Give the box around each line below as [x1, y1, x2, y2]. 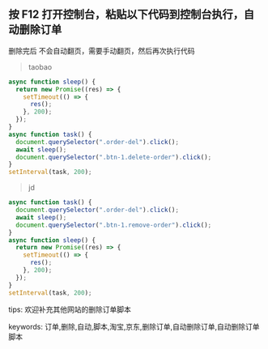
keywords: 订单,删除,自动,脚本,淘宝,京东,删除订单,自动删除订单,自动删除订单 [8, 321, 260, 331]
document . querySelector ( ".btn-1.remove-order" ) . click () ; [15, 221, 212, 229]
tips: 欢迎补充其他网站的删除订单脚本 [8, 304, 131, 314]
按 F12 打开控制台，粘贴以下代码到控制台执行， [8, 7, 245, 22]
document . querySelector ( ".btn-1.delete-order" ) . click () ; [15, 153, 212, 161]
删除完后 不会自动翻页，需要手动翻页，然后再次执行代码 [8, 45, 195, 55]
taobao [28, 62, 53, 71]
